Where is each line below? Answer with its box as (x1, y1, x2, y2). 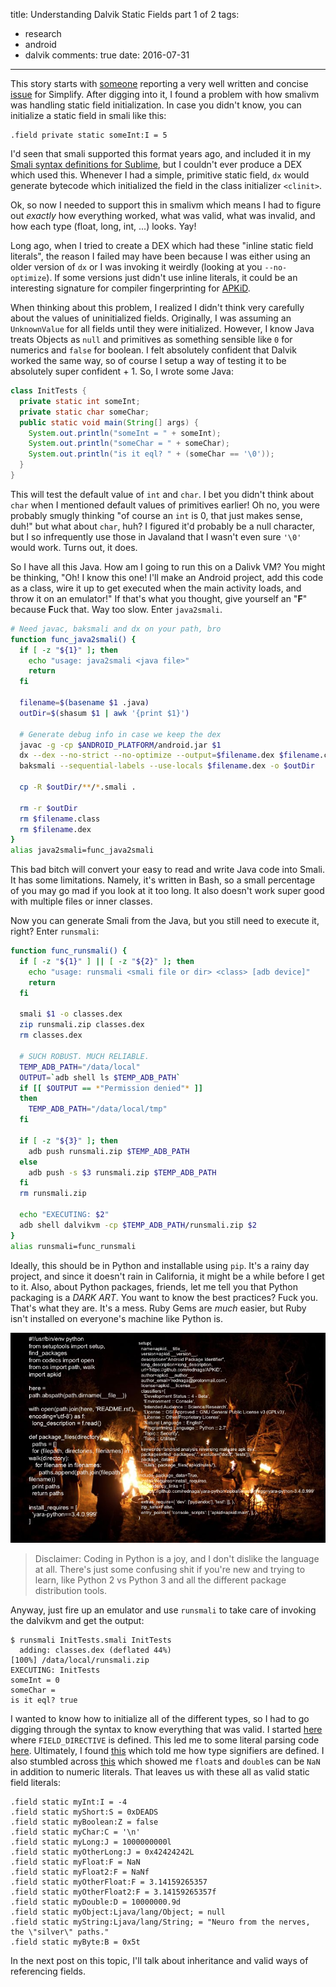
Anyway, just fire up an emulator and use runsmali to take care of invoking (10, 1604, 317, 1616)
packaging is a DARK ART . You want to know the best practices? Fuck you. (10, 1291, 319, 1303)
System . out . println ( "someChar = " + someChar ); (28, 439, 230, 449)
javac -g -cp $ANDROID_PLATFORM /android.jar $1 (19, 740, 222, 750)
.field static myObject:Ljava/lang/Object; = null (10, 1907, 226, 1917)
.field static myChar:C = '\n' (10, 1827, 141, 1837)
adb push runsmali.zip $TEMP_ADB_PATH (28, 1146, 190, 1156)
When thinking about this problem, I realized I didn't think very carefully (10, 302, 305, 313)
